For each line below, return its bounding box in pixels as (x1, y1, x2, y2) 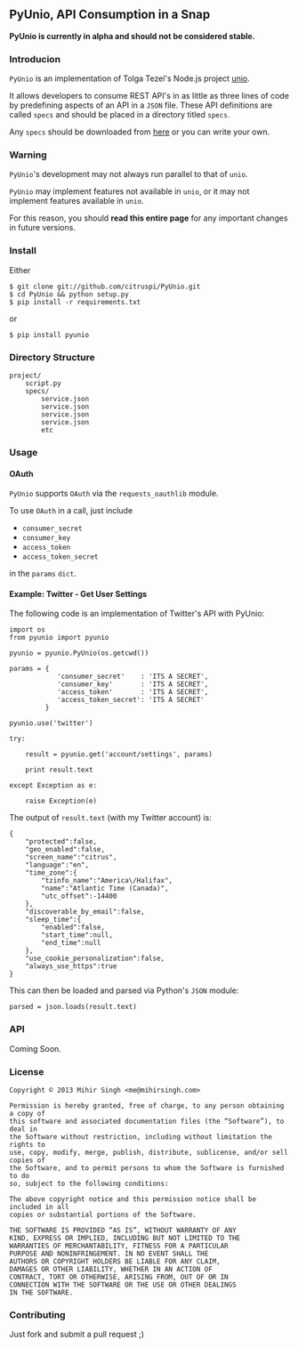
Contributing (9, 1308, 66, 1320)
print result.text (25, 765, 93, 775)
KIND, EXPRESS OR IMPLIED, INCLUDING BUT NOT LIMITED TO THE (9, 1233, 241, 1242)
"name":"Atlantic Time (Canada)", (41, 884, 169, 893)
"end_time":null (41, 939, 101, 948)
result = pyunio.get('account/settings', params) (25, 750, 213, 759)
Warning (9, 149, 47, 161)
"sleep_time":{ (25, 916, 82, 924)
